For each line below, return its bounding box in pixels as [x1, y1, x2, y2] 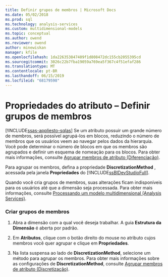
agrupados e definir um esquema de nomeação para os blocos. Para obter [5, 149, 160, 155]
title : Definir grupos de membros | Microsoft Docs [5, 7, 116, 13]
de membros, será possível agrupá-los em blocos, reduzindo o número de [5, 133, 159, 139]
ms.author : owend [5, 36, 42, 41]
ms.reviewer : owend [5, 41, 46, 46]
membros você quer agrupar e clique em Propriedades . [12, 240, 129, 246]
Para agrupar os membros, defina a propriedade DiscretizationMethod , [5, 164, 156, 170]
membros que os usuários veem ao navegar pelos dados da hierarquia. [5, 138, 153, 144]
